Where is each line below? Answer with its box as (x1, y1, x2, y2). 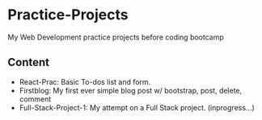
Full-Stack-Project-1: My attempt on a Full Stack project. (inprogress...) (19, 102, 256, 112)
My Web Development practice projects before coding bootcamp (7, 32, 224, 42)
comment (19, 94, 52, 104)
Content (7, 56, 50, 69)
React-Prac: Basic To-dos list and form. (19, 77, 151, 86)
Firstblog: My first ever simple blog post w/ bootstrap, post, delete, (19, 85, 243, 95)
